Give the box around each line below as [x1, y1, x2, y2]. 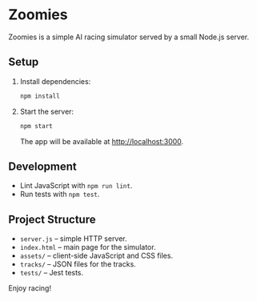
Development [8, 159, 78, 173]
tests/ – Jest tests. [19, 268, 84, 278]
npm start [19, 122, 54, 130]
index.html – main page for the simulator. [19, 243, 156, 252]
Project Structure [8, 212, 96, 226]
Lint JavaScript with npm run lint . [19, 181, 133, 191]
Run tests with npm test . [19, 190, 100, 199]
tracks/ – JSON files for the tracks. [19, 259, 136, 269]
